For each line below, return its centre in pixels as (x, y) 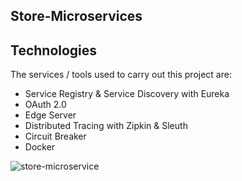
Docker (40, 147)
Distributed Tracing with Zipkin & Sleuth (106, 126)
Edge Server (50, 115)
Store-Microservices (76, 16)
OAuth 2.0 (45, 105)
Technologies (54, 50)
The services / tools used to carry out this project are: (121, 75)
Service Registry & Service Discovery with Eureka (127, 94)
